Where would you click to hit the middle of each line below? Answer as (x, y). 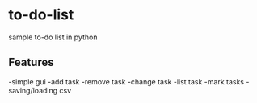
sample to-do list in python (53, 37)
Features (31, 62)
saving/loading (33, 90)
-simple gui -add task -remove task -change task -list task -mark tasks (126, 81)
